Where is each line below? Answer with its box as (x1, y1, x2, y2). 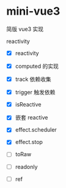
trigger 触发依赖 (15, 89, 56, 96)
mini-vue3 (6, 4, 61, 18)
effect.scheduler (15, 126, 57, 133)
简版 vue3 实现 (6, 25, 44, 32)
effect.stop (15, 138, 43, 146)
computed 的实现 (15, 62, 59, 70)
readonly (15, 163, 38, 170)
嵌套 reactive (15, 114, 48, 121)
